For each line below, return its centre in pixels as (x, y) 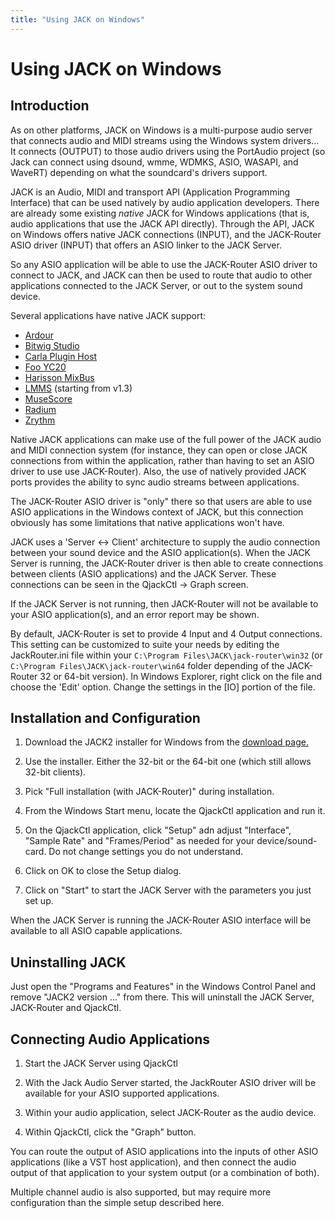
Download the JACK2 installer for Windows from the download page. (166, 742)
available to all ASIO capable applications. (96, 931)
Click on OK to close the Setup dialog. (103, 871)
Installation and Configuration (105, 718)
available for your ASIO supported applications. (122, 1093)
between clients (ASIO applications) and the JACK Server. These (143, 573)
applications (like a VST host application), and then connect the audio (153, 1162)
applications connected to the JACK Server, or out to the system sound (156, 285)
